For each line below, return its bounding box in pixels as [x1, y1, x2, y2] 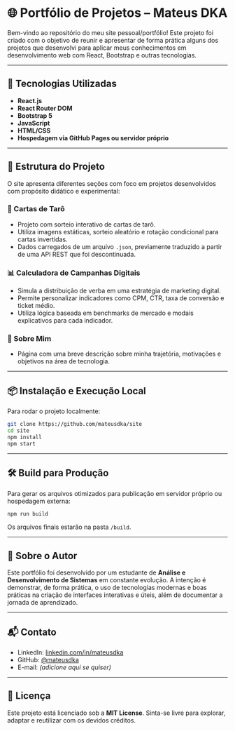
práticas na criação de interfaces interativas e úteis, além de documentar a [7, 591, 223, 599]
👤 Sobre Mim [7, 334, 52, 344]
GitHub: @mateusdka [17, 656, 79, 664]
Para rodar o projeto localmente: [7, 407, 101, 415]
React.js [17, 96, 43, 105]
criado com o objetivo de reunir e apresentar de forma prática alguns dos [7, 36, 219, 44]
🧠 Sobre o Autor [7, 549, 78, 562]
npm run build [7, 510, 49, 517]
